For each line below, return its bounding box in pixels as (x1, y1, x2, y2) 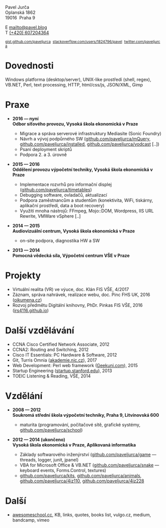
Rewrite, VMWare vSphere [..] (19, 213, 81, 219)
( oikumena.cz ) (12, 297, 42, 302)
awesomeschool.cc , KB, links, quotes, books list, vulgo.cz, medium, (12, 512, 152, 518)
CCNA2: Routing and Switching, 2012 (12, 346, 89, 352)
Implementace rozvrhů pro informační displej (19, 181, 112, 187)
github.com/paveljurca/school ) (19, 427, 83, 433)
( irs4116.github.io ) (12, 307, 49, 313)
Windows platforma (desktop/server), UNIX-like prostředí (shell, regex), (5, 76, 152, 82)
